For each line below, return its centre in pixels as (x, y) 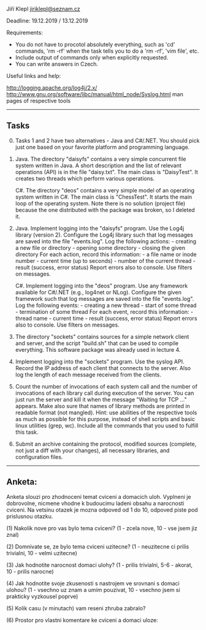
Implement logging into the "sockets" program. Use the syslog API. (100, 362)
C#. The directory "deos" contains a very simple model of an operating (105, 190)
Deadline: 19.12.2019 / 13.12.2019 (47, 21)
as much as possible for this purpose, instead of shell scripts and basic (105, 419)
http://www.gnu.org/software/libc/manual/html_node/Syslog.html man (95, 94)
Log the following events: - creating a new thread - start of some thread (106, 305)
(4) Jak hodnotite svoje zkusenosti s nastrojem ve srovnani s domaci (93, 583)
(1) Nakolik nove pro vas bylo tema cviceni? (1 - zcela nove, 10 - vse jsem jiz (102, 528)
